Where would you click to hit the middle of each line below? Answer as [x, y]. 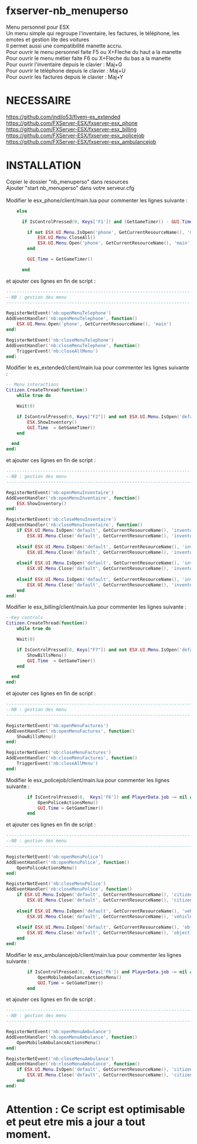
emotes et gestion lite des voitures [48, 39]
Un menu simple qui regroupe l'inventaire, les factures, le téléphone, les [93, 33]
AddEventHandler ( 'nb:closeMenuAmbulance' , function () [73, 1064]
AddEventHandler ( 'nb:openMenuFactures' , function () [70, 731]
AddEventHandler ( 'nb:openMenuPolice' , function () [68, 862]
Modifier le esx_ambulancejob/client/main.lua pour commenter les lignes [94, 955]
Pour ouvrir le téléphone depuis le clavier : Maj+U [66, 70]
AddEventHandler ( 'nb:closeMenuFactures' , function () [72, 758]
